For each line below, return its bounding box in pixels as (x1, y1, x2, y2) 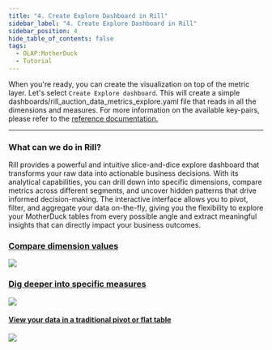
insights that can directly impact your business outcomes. (8, 220, 201, 230)
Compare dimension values (8, 241, 119, 252)
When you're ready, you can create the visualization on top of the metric (8, 79, 250, 89)
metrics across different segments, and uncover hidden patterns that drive (8, 186, 257, 195)
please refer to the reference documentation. (8, 113, 159, 123)
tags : (8, 42, 27, 50)
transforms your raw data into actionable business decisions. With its (8, 169, 239, 178)
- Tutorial (15, 58, 53, 66)
